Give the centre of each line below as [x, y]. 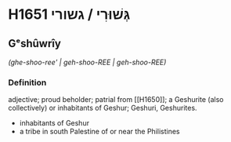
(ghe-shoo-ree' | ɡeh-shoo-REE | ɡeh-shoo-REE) [87, 62]
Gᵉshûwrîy [34, 44]
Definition [27, 82]
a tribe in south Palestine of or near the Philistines [99, 132]
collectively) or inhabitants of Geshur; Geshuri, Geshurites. [103, 108]
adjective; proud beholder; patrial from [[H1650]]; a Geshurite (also [116, 100]
